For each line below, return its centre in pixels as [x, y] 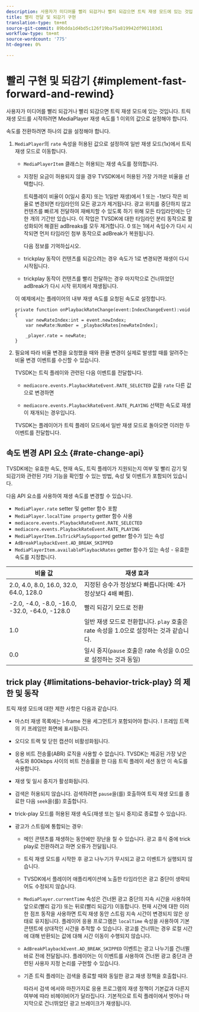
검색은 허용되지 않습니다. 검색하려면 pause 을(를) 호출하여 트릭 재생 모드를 [99, 794]
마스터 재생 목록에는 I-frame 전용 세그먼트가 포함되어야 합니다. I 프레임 [96, 721]
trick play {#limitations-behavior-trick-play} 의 [94, 682]
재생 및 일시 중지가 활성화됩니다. [52, 781]
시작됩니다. [36, 266]
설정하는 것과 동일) [116, 659]
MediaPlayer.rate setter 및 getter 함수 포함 [66, 508]
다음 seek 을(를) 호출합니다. [57, 801]
